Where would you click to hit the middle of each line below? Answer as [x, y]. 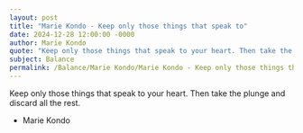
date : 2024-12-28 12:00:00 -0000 [72, 34]
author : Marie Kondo [48, 43]
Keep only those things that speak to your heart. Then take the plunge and [147, 93]
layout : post [34, 18]
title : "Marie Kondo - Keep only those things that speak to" [129, 26]
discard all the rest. [45, 102]
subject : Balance [42, 59]
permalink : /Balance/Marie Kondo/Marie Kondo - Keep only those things [147, 68]
